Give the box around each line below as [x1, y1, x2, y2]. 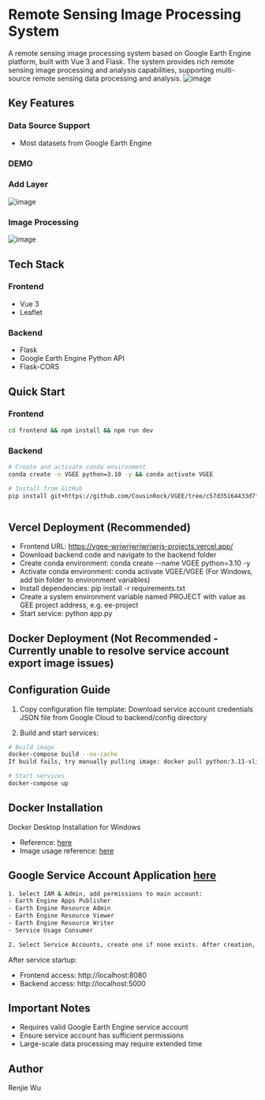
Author [8, 1062, 43, 1076]
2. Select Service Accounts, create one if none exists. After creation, [8, 940, 256, 948]
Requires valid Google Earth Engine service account [19, 1023, 189, 1032]
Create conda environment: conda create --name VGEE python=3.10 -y [19, 558, 251, 568]
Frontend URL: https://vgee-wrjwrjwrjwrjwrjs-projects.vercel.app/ [19, 542, 233, 551]
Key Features [8, 96, 75, 110]
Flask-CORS [19, 362, 60, 372]
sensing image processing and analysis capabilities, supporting [8, 65, 215, 74]
